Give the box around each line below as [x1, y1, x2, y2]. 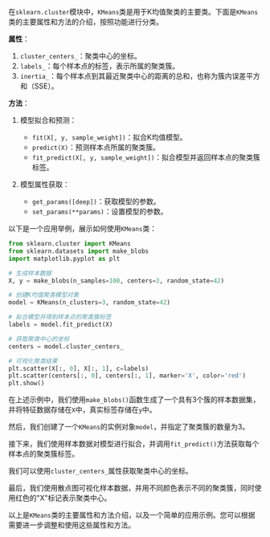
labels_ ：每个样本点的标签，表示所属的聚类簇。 [19, 61, 179, 71]
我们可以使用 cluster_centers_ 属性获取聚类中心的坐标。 [8, 466, 193, 476]
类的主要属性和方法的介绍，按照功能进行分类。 [8, 17, 163, 26]
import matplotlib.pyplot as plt [8, 254, 121, 262]
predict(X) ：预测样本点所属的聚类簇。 [31, 143, 161, 152]
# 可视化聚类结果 [8, 356, 58, 365]
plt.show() [8, 380, 45, 388]
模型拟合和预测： [19, 116, 77, 124]
